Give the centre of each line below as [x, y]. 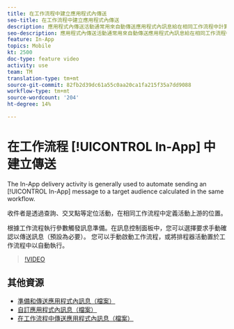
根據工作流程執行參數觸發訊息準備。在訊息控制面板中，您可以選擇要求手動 [114, 227]
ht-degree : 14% [29, 104]
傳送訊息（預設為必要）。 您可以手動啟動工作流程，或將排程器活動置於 [119, 236]
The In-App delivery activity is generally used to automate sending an [107, 184]
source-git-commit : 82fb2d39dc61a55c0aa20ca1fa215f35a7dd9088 [99, 85]
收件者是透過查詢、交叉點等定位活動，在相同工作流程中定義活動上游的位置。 [117, 213]
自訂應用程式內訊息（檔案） [57, 310]
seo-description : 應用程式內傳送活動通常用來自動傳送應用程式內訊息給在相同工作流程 [117, 33]
